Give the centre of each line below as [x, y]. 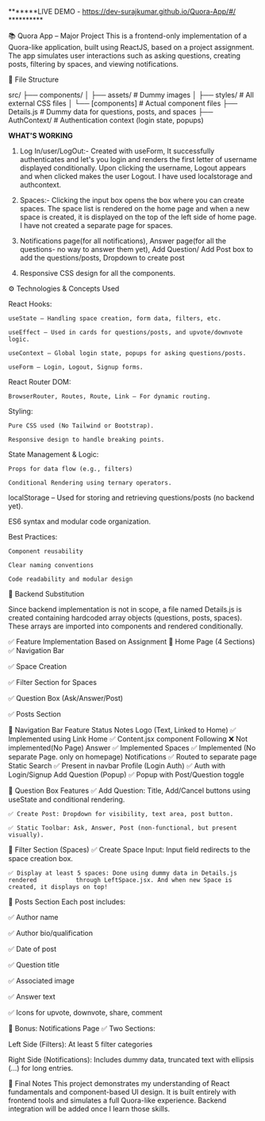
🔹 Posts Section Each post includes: [67, 902]
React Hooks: [30, 304]
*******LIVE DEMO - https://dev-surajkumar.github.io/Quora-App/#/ [122, 12]
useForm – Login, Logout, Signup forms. [76, 367]
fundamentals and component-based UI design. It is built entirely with [122, 1092]
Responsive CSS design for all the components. [98, 273]
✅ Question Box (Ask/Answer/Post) [66, 698]
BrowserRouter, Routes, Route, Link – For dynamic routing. [110, 396]
